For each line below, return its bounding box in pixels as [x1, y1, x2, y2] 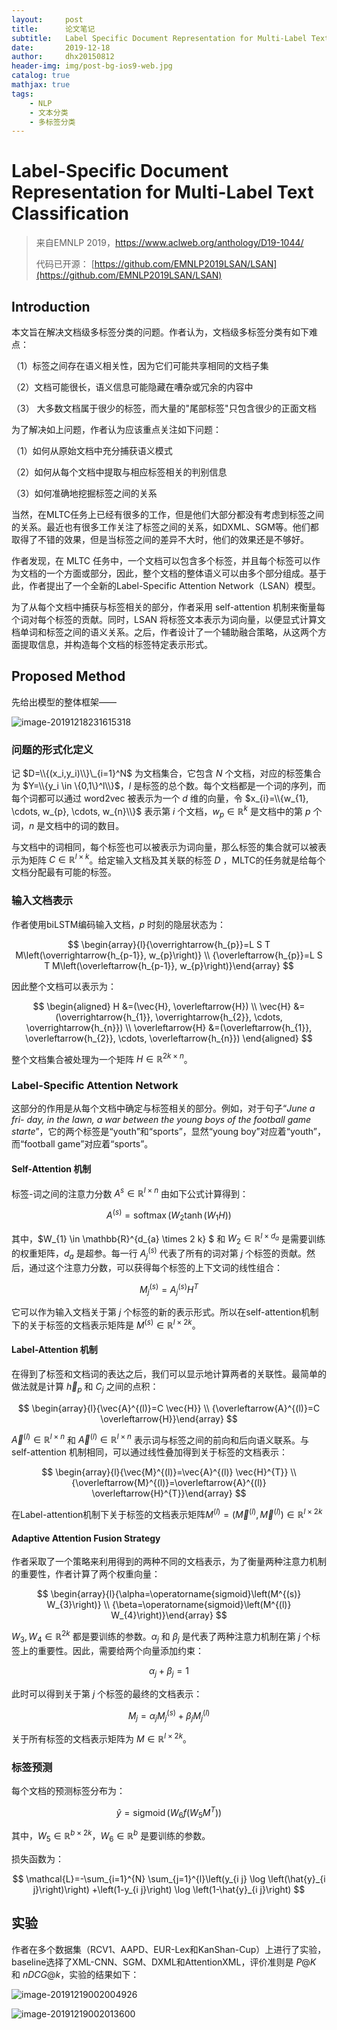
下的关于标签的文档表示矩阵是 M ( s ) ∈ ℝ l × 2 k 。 [11, 1317, 201, 1331]
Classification [11, 202, 129, 225]
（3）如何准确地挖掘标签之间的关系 [11, 487, 158, 499]
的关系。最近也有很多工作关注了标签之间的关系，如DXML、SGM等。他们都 [11, 521, 319, 533]
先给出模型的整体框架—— [11, 696, 117, 708]
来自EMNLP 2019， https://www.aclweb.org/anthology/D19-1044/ [35, 237, 304, 249]
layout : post [11, 14, 84, 25]
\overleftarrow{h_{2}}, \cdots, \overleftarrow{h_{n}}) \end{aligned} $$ [25, 1032, 313, 1044]
